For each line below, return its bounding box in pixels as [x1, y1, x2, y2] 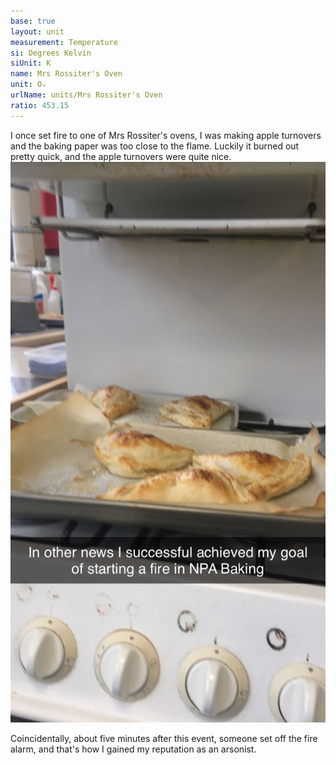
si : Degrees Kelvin [10, 48, 92, 58]
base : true [10, 16, 56, 26]
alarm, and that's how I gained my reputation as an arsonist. [10, 743, 257, 755]
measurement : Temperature [10, 37, 118, 47]
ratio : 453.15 [10, 100, 70, 110]
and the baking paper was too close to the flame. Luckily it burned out [10, 140, 300, 152]
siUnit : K [10, 58, 52, 69]
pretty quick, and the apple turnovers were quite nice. [10, 150, 232, 162]
